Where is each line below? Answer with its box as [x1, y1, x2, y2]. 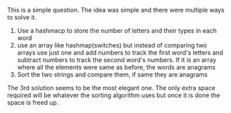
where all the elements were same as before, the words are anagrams [17, 63, 216, 71]
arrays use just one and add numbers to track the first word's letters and [17, 48, 223, 56]
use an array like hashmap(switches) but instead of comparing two [17, 41, 208, 49]
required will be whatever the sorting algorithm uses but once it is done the [7, 91, 221, 99]
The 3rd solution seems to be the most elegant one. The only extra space [7, 84, 216, 92]
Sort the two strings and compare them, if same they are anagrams [17, 70, 208, 79]
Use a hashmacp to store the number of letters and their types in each [17, 27, 217, 34]
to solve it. [7, 13, 37, 21]
